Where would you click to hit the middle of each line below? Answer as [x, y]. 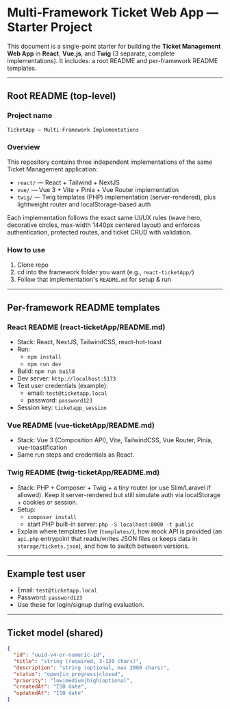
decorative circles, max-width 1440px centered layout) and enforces [104, 225]
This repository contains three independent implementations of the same [110, 162]
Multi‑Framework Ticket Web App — [113, 13]
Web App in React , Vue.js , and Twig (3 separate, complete [91, 53]
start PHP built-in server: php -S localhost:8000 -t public [110, 524]
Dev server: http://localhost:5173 [66, 378]
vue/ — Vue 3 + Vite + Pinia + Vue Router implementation [98, 189]
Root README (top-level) [62, 96]
